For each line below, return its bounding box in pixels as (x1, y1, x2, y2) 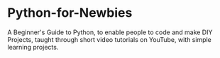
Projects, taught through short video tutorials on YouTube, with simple (7, 35, 211, 43)
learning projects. (7, 43, 59, 51)
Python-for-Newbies (7, 5, 133, 21)
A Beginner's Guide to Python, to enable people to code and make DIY (7, 28, 213, 36)
